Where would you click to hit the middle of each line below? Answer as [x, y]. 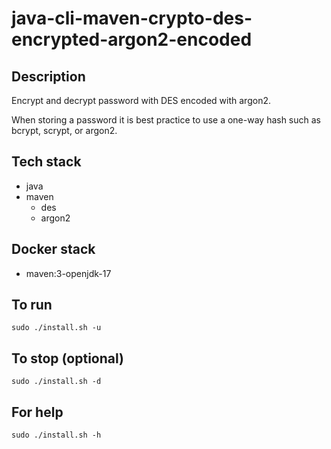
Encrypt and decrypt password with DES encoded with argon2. [141, 100]
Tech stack [46, 162]
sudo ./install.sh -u [56, 328]
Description [48, 76]
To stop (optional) [67, 358]
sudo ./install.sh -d [56, 382]
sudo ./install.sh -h [56, 435]
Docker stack [53, 249]
